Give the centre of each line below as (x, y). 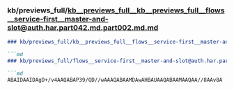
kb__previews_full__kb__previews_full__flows (146, 10)
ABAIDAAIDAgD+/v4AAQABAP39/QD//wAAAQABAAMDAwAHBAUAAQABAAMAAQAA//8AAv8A (115, 80)
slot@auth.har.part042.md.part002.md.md (83, 28)
